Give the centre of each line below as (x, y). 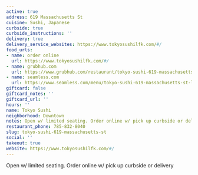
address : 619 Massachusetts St (44, 17)
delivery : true (25, 39)
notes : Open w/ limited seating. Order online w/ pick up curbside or (95, 121)
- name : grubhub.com (32, 66)
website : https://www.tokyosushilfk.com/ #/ (60, 148)
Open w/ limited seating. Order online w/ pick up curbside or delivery (90, 165)
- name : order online (33, 55)
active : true (22, 11)
